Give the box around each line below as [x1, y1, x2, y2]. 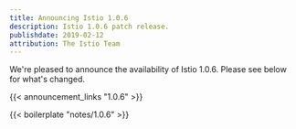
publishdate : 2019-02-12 [9, 30, 104, 39]
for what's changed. [9, 74, 85, 85]
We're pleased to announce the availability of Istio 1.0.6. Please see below [9, 64, 288, 75]
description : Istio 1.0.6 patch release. [9, 22, 170, 31]
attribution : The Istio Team [9, 38, 121, 48]
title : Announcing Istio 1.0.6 [9, 13, 129, 23]
